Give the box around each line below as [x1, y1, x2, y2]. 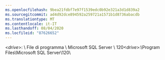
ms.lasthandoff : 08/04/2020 [5, 26, 64, 31]
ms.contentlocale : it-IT [5, 21, 57, 26]
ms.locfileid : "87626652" [5, 30, 59, 35]
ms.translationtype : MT [5, 16, 55, 21]
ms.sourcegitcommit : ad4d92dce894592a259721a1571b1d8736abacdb [5, 12, 140, 17]
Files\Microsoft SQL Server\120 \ [5, 49, 71, 55]
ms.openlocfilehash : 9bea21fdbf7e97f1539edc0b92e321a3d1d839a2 [5, 7, 140, 12]
